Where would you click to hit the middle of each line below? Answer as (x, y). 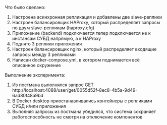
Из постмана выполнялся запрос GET (53, 85)
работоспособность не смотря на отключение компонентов (77, 117)
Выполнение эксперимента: (35, 75)
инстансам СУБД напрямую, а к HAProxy (57, 38)
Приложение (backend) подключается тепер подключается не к (81, 33)
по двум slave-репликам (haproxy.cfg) (53, 28)
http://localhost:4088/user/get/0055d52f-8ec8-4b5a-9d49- (75, 90)
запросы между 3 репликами (44, 54)
